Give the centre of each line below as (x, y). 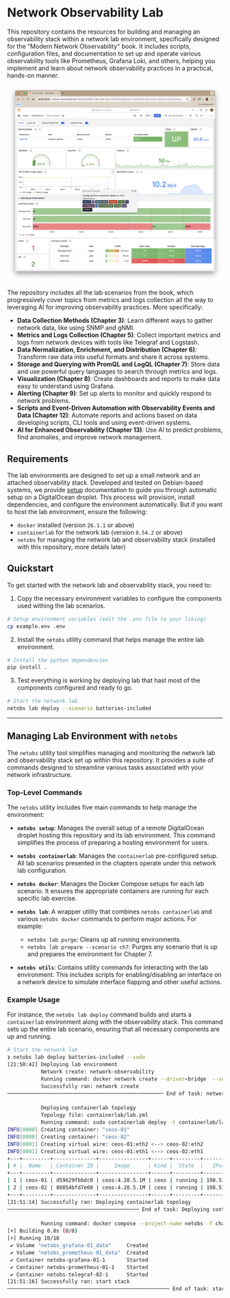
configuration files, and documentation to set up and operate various (104, 54)
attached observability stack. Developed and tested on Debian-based (105, 483)
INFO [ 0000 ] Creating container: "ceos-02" (68, 1137)
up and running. (29, 1036)
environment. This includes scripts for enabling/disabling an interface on (119, 975)
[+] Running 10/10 (33, 1238)
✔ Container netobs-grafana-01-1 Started (79, 1260)
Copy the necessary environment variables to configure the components (119, 598)
